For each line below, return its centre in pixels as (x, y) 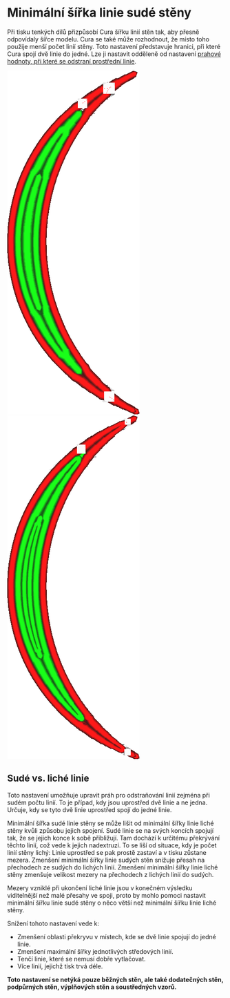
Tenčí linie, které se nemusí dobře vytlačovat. (81, 959)
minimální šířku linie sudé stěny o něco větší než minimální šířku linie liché (112, 903)
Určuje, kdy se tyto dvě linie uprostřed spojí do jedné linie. (90, 809)
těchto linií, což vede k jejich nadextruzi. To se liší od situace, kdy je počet (112, 845)
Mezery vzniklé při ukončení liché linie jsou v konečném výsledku (100, 888)
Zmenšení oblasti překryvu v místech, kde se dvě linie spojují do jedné (117, 936)
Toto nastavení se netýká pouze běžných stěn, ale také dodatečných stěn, (115, 979)
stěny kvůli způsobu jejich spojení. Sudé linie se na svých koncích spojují (111, 830)
